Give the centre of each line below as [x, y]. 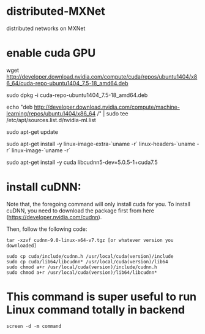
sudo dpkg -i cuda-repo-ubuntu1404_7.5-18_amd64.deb [77, 95]
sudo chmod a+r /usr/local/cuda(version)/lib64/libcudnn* [82, 272]
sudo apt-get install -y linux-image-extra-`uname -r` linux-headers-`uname [101, 144]
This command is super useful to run [102, 297]
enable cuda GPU [51, 53]
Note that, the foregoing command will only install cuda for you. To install [99, 204]
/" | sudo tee [113, 113]
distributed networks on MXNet [46, 28]
